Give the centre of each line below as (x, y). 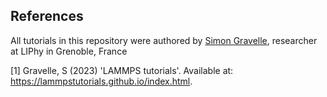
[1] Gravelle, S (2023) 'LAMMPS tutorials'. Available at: (122, 70)
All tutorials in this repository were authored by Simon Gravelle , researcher (164, 40)
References (47, 16)
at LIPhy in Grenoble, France (69, 51)
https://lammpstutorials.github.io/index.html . (101, 81)
